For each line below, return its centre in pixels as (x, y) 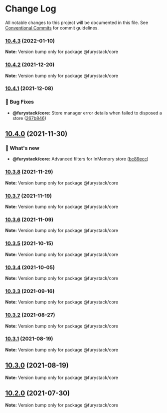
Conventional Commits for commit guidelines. (52, 27)
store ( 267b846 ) (29, 118)
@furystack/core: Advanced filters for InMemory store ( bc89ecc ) (80, 159)
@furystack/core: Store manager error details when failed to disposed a (87, 112)
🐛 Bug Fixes (19, 102)
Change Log (31, 9)
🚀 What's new (22, 148)
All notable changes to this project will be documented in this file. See (77, 22)
